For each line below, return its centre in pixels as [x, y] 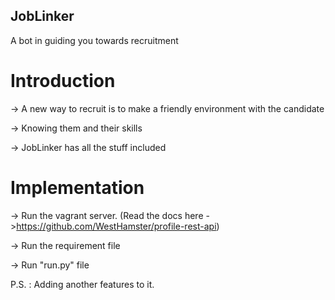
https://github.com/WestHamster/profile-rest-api [116, 226]
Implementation [77, 187]
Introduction [63, 81]
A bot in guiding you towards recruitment [94, 40]
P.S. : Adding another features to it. [82, 284]
